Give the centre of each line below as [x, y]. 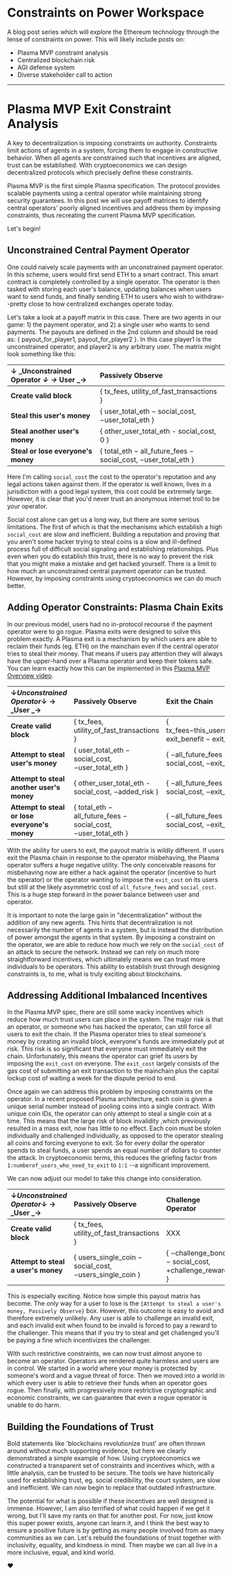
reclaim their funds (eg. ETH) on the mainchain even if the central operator [113, 646]
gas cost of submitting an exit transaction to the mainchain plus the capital [113, 1071]
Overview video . [30, 675]
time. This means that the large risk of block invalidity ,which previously [109, 1121]
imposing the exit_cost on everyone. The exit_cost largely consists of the [113, 1064]
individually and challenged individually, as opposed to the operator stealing [115, 1136]
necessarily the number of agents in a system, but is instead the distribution [115, 930]
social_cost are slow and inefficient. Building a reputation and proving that [113, 534]
